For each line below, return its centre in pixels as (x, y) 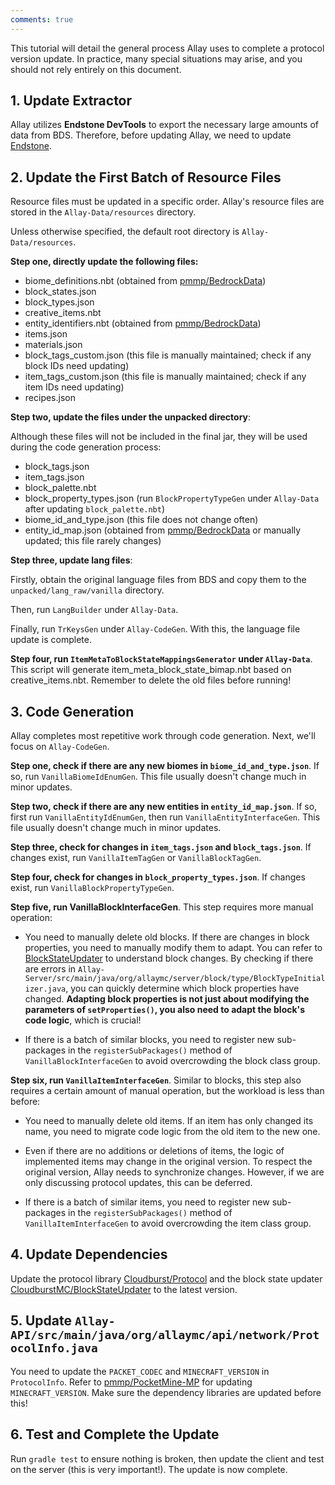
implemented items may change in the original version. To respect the (168, 1162)
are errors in (50, 969)
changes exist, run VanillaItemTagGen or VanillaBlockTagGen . (136, 858)
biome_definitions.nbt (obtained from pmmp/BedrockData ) (145, 281)
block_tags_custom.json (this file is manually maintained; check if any (168, 355)
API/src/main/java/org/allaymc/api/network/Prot (165, 1335)
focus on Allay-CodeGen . (60, 747)
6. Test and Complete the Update (115, 1434)
